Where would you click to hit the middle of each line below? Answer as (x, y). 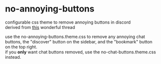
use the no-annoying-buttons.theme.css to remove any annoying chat (75, 37)
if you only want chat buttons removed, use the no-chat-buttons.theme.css (80, 52)
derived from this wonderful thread (40, 27)
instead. (13, 57)
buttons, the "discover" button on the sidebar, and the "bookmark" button (79, 41)
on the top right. (21, 47)
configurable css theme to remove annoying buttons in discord (68, 22)
